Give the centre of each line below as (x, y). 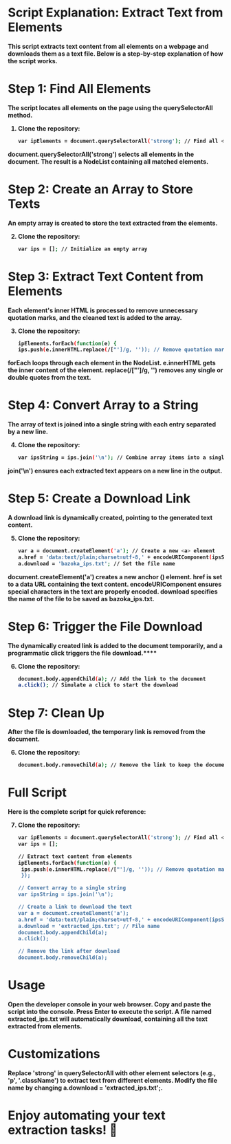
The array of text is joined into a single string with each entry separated (112, 424)
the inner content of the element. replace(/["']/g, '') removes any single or (115, 370)
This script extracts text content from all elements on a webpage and (108, 46)
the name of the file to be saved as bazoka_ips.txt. (81, 598)
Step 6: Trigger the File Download (105, 626)
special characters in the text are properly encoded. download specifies (113, 591)
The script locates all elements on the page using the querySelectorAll (110, 107)
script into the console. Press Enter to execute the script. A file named (110, 1012)
